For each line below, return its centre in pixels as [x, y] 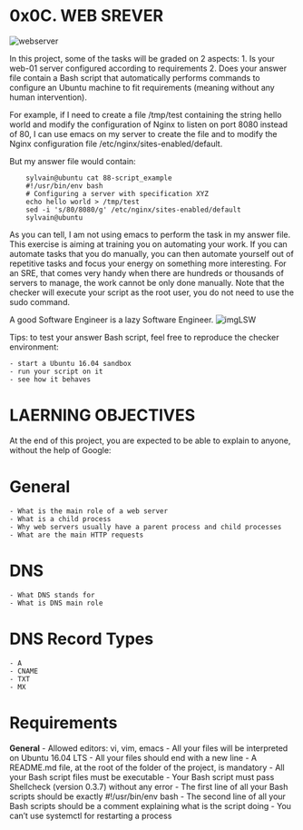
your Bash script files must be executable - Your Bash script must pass [142, 776]
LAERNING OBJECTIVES [103, 415]
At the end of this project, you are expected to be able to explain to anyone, [150, 440]
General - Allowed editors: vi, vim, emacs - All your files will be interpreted [149, 748]
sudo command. [40, 301]
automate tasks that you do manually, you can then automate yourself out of [152, 253]
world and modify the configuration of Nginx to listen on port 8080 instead [149, 124]
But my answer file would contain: [73, 161]
